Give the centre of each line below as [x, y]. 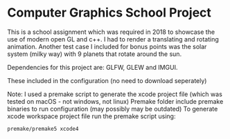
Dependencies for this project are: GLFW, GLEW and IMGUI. [92, 67]
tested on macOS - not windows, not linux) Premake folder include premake [115, 101]
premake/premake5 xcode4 [43, 129]
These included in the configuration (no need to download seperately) [107, 80]
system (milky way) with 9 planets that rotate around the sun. [95, 54]
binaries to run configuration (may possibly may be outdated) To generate [113, 109]
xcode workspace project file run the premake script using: [91, 116]
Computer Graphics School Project [109, 13]
